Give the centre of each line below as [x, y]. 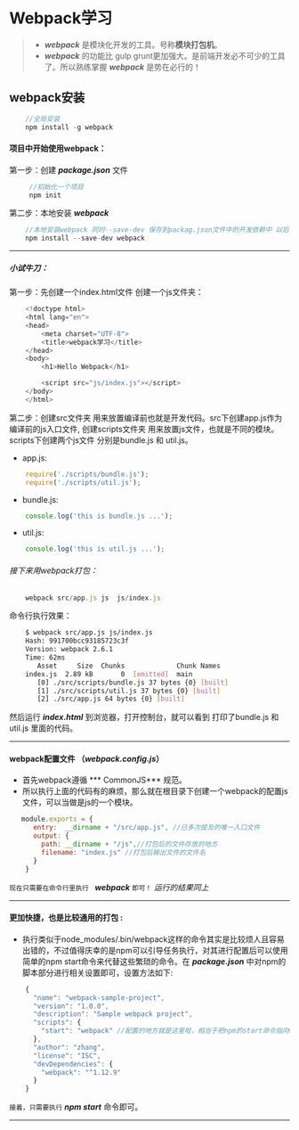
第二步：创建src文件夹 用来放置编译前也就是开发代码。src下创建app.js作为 [146, 418]
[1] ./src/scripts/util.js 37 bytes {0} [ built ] [129, 691]
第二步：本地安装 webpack [59, 213]
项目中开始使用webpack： [58, 149]
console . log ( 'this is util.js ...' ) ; [95, 549]
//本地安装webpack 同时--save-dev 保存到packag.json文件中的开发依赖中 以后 [157, 230]
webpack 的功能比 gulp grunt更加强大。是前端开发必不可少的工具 [165, 55]
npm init [45, 195]
